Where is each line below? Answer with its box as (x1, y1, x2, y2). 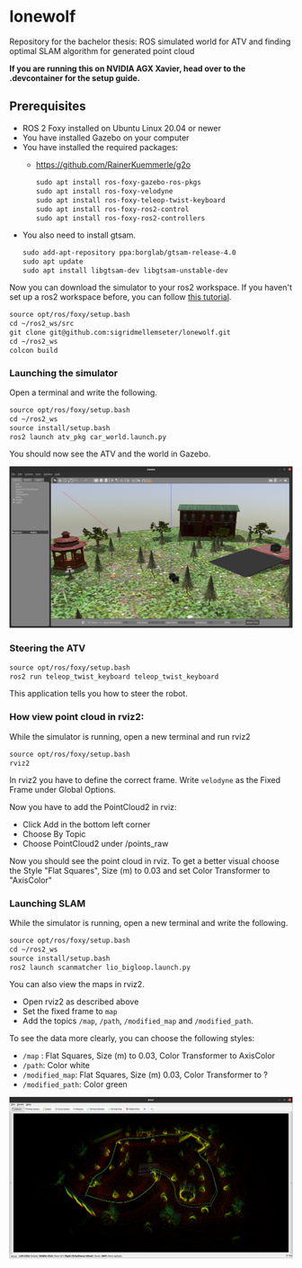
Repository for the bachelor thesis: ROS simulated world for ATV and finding (9, 36, 291, 47)
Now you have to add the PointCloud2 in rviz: (9, 801, 177, 812)
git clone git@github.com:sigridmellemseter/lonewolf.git (9, 328, 231, 337)
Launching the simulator (9, 366, 119, 379)
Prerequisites (9, 99, 86, 114)
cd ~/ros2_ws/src (9, 319, 75, 328)
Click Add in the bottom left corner (22, 819, 151, 830)
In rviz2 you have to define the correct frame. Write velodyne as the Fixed (9, 774, 281, 785)
